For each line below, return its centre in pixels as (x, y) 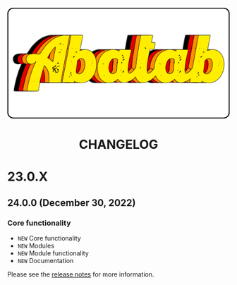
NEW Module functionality (53, 253)
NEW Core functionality (49, 238)
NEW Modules (36, 246)
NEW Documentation (45, 261)
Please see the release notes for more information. (81, 274)
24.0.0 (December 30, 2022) (72, 203)
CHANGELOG (119, 145)
